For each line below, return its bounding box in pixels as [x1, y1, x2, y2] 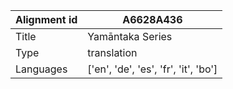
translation [87, 46, 138, 59]
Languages [15, 62, 68, 76]
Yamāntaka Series [87, 30, 173, 43]
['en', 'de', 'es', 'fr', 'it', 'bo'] [87, 62, 218, 76]
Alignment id [15, 13, 78, 26]
